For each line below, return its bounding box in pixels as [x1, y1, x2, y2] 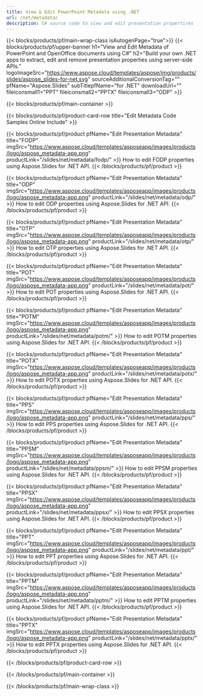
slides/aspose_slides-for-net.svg [6, 75, 88, 83]
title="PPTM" [6, 577, 39, 585]
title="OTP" [6, 225, 35, 232]
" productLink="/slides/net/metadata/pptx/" [88, 635, 198, 642]
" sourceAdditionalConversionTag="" [87, 75, 180, 83]
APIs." [6, 63, 22, 70]
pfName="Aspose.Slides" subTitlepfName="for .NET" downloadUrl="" [6, 82, 182, 89]
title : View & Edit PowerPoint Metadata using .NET [6, 9, 139, 15]
